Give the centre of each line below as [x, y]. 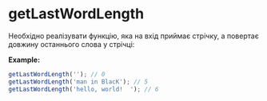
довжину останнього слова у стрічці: [72, 44]
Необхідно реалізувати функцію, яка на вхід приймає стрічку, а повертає [134, 36]
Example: [24, 60]
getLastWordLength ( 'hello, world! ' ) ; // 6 [84, 89]
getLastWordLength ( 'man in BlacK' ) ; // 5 [78, 82]
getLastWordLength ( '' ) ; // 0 [57, 74]
